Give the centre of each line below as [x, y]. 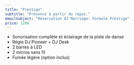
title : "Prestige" [24, 9]
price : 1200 [17, 23]
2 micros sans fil [29, 52]
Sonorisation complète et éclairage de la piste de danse [68, 37]
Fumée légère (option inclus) [41, 57]
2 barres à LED [27, 47]
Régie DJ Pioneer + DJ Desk [40, 42]
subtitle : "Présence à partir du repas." [48, 14]
